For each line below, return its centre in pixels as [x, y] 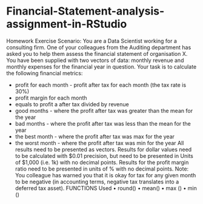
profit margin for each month [51, 98]
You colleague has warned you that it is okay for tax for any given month [105, 175]
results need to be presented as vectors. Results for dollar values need [103, 149]
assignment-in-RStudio [67, 24]
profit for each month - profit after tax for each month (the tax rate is [101, 85]
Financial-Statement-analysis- [85, 11]
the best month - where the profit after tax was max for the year [95, 136]
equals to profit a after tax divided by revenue [72, 104]
